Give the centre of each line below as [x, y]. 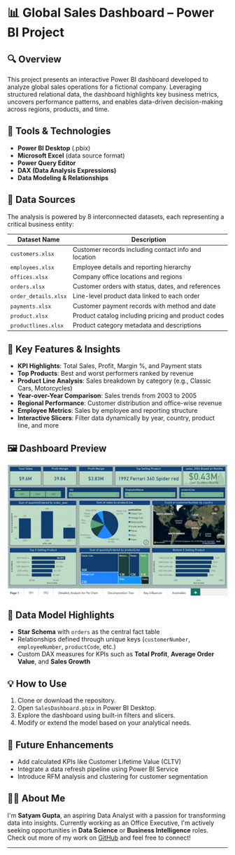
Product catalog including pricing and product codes [148, 316]
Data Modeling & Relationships [63, 178]
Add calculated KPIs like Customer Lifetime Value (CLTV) [99, 761]
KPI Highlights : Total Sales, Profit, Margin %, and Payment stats [109, 366]
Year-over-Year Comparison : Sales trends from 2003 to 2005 [107, 396]
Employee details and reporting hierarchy [132, 267]
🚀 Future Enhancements [60, 745]
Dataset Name [38, 240]
